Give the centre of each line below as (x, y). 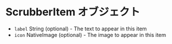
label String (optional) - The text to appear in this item (80, 28)
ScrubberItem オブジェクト (73, 12)
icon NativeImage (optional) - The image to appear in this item (90, 35)
